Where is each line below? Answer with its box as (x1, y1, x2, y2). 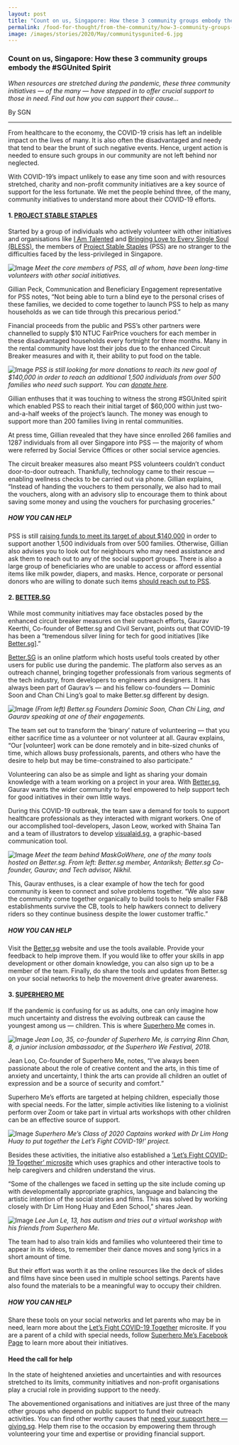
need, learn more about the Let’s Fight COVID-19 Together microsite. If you (8, 1323, 227, 1332)
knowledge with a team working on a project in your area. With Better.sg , (8, 777, 221, 786)
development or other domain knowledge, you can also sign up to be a (8, 958, 215, 968)
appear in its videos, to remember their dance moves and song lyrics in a (8, 1245, 221, 1254)
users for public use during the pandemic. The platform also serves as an (8, 660, 223, 669)
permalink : (8, 23, 40, 31)
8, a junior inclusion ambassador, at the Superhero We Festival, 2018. (8, 1043, 211, 1052)
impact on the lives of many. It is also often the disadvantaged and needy (8, 136, 222, 144)
